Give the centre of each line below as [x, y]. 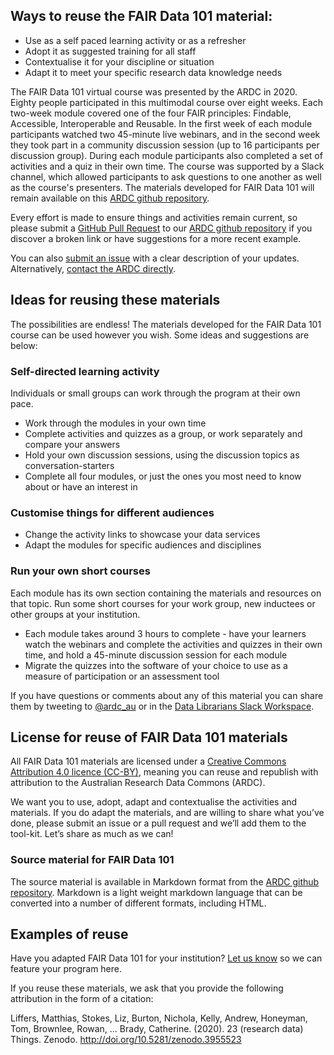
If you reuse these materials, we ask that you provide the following [147, 988]
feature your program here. [66, 969]
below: [24, 345]
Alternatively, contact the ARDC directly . [93, 268]
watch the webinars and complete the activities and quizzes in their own [173, 644]
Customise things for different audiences [112, 512]
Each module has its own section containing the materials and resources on [166, 593]
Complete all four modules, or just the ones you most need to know [163, 476]
